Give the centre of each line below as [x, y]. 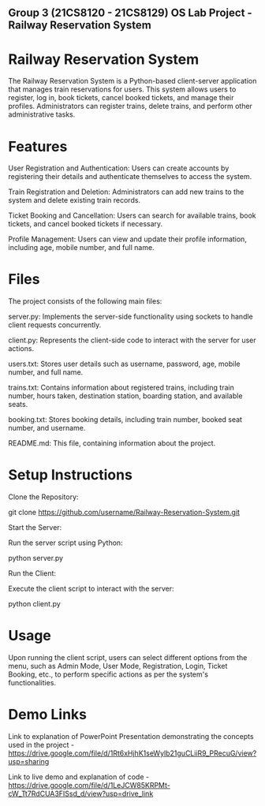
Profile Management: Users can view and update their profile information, [127, 239]
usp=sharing [29, 762]
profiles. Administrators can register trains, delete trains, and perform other [130, 106]
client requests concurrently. [55, 325]
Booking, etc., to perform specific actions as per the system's [108, 674]
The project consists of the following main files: [85, 301]
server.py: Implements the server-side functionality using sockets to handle [131, 317]
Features [38, 146]
